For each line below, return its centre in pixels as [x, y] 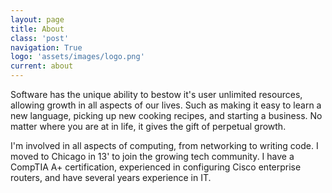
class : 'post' [40, 38]
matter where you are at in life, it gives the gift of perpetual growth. [148, 126]
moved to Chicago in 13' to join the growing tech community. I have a [152, 156]
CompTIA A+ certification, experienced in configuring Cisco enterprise [156, 167]
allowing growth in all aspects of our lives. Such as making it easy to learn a [166, 105]
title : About [37, 29]
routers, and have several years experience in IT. [111, 177]
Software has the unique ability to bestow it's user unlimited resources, [156, 94]
